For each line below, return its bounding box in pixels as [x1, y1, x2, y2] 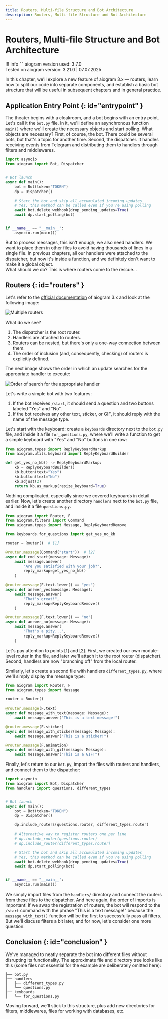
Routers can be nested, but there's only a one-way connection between [12, 340, 161, 346]
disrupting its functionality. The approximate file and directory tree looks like [5, 957, 163, 963]
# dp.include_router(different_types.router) [14, 841, 111, 846]
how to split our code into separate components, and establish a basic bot [5, 82, 158, 88]
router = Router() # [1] [5, 541, 59, 546]
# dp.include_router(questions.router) [14, 836, 98, 842]
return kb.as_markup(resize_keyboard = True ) [14, 483, 107, 489]
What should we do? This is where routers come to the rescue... [5, 266, 137, 272]
